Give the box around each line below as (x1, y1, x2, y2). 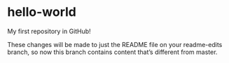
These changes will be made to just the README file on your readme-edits (7, 40, 223, 48)
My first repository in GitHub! (7, 27, 91, 35)
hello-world (7, 4, 77, 20)
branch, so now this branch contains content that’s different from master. (7, 48, 218, 56)
